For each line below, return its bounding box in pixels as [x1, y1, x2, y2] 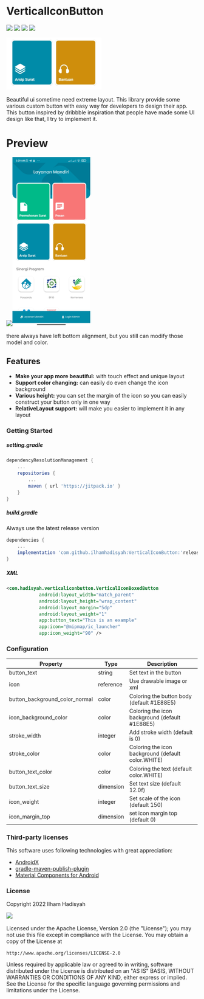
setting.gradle [6, 441, 44, 449]
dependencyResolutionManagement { [6, 457, 94, 463]
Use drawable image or [129, 677, 188, 685]
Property [39, 660, 63, 667]
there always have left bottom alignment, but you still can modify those [6, 332, 183, 339]
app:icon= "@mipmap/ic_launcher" [38, 624, 121, 630]
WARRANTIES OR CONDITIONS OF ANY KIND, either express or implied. [6, 974, 187, 981]
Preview [6, 137, 49, 150]
